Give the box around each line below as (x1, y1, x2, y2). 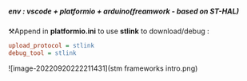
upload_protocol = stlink (8, 41, 94, 49)
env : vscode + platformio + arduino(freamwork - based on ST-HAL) (8, 6, 240, 16)
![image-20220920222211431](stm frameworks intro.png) (8, 64, 198, 73)
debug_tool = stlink (8, 48, 78, 57)
